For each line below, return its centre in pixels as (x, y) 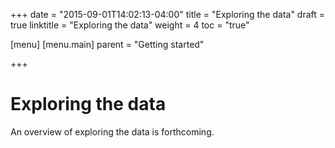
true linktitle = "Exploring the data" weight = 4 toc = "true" (130, 25)
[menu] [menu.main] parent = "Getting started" (107, 44)
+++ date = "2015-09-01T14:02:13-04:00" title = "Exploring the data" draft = (168, 14)
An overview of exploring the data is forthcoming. (112, 131)
